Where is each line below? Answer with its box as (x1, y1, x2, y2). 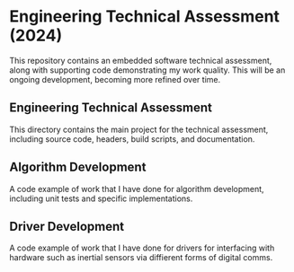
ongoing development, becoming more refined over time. (9, 74, 221, 84)
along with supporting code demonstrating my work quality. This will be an (9, 65, 286, 75)
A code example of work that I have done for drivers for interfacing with (9, 242, 275, 253)
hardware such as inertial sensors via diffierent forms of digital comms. (9, 252, 273, 263)
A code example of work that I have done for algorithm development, (9, 183, 264, 194)
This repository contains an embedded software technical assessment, (9, 55, 272, 66)
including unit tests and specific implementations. (9, 193, 193, 204)
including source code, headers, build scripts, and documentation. (9, 133, 255, 145)
